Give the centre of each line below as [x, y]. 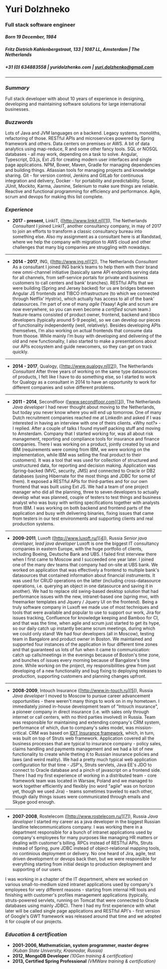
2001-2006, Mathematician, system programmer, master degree [81, 946]
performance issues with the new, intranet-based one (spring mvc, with [85, 596]
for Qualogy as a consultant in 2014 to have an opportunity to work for [84, 382]
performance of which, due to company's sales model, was [73, 727]
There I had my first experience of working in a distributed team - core [84, 775]
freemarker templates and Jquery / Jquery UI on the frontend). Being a [85, 602]
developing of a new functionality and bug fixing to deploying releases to [87, 671]
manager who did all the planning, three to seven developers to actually [85, 492]
